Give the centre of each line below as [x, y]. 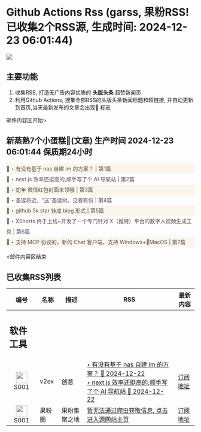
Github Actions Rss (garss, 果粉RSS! [98, 12]
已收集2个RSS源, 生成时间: [72, 27]
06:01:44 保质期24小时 [49, 152]
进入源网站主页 [108, 419]
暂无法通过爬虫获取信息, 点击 [127, 410]
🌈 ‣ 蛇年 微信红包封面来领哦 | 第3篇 [50, 190]
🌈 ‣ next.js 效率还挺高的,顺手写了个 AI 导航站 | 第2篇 [70, 179]
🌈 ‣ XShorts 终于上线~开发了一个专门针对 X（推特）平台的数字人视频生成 [97, 221]
